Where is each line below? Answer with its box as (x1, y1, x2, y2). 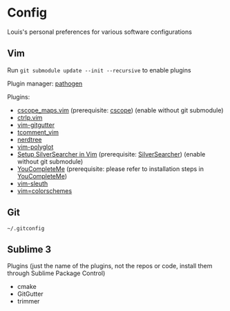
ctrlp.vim (17, 113, 43, 121)
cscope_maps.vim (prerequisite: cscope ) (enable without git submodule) (17, 106, 224, 114)
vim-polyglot (17, 143, 54, 151)
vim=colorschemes (17, 186, 73, 194)
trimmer (17, 297, 40, 305)
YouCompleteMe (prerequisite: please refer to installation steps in (17, 164, 204, 173)
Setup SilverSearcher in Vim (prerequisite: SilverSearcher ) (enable (17, 150, 206, 158)
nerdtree (17, 135, 42, 143)
